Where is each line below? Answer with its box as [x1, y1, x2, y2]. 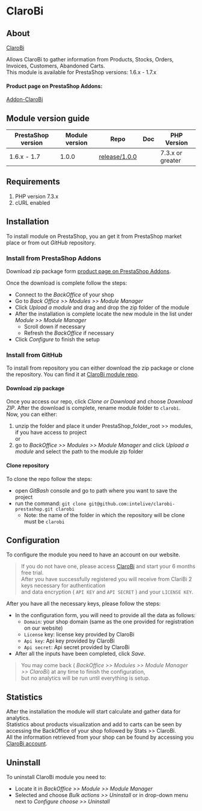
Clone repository [6, 462, 49, 469]
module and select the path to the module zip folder [14, 448, 144, 455]
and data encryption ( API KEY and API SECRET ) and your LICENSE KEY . [20, 588, 194, 595]
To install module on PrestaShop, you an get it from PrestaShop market [6, 232, 182, 240]
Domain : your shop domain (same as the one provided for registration [23, 618, 194, 626]
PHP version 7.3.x [14, 193, 59, 200]
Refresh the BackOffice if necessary [23, 329, 114, 337]
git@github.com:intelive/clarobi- [88, 501, 176, 507]
